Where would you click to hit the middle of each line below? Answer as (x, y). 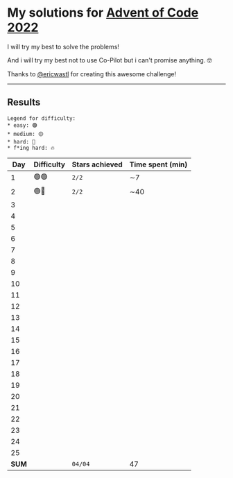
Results (24, 102)
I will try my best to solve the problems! (63, 46)
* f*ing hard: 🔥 (31, 148)
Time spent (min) (158, 164)
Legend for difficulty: (42, 118)
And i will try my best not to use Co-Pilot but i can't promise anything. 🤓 (110, 60)
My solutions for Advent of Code (103, 13)
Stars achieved (97, 164)
